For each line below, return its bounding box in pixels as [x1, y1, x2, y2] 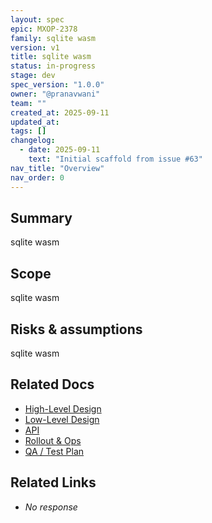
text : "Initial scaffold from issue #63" [28, 154, 203, 164]
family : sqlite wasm [10, 33, 97, 43]
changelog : [10, 136, 56, 146]
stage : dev [10, 71, 56, 81]
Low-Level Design [24, 413, 100, 425]
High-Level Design [24, 402, 102, 415]
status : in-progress [10, 61, 97, 71]
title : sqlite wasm [10, 52, 92, 62]
